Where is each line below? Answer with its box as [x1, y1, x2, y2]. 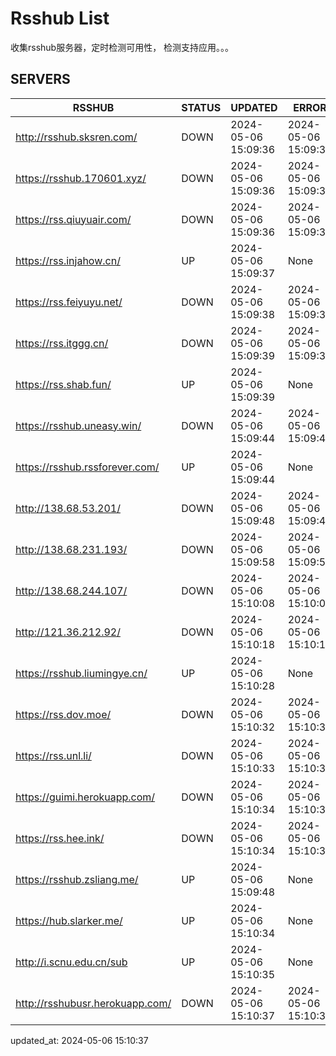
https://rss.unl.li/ [15, 748, 92, 762]
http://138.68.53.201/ [15, 501, 121, 515]
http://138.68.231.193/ [15, 542, 128, 556]
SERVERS [10, 71, 71, 88]
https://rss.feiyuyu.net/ [15, 295, 123, 309]
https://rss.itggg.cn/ [15, 336, 109, 350]
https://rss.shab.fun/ [15, 377, 112, 391]
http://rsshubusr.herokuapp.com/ [15, 996, 172, 1010]
